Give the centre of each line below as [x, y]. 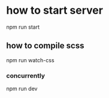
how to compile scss [45, 46]
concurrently [26, 75]
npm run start [23, 27]
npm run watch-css [31, 60]
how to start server [55, 10]
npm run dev [22, 89]
